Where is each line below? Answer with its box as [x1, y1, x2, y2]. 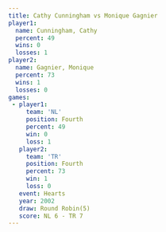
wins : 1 [15, 78, 41, 86]
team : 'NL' [25, 108, 62, 116]
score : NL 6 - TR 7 [18, 212, 83, 220]
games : [8, 93, 30, 101]
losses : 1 [15, 49, 48, 57]
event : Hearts [18, 189, 66, 198]
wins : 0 [15, 41, 41, 49]
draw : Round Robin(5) [18, 204, 91, 212]
